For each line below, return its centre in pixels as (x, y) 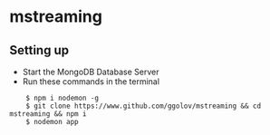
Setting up (39, 50)
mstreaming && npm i (48, 114)
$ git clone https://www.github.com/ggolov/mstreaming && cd (143, 106)
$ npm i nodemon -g (63, 98)
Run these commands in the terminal (91, 82)
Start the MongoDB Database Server (91, 72)
